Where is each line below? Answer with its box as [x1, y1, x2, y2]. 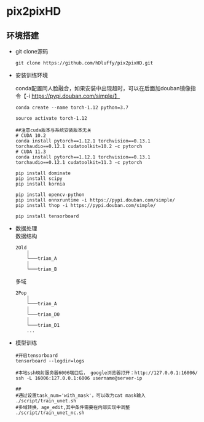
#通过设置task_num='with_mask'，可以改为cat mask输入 [15, 393, 146, 399]
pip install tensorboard [15, 213, 79, 219]
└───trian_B [26, 266, 57, 272]
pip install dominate [15, 170, 71, 176]
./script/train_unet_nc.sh [15, 410, 85, 416]
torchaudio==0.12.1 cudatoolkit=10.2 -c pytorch [15, 143, 143, 149]
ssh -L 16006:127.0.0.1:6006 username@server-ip [15, 375, 143, 381]
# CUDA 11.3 [15, 149, 46, 155]
